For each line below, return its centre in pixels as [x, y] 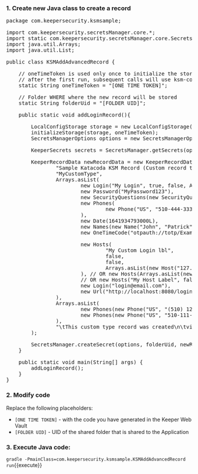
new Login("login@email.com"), [126, 286]
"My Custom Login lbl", [140, 251]
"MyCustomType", [79, 174]
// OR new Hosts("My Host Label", [131, 280]
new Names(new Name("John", [121, 227]
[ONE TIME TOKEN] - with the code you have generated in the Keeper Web [103, 419]
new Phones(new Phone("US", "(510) [132, 309]
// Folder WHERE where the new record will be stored [98, 97]
